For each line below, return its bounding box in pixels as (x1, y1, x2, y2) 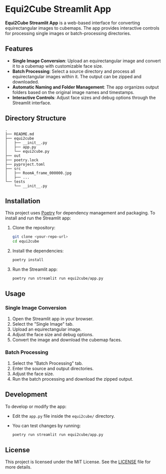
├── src (5, 166, 21, 171)
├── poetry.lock (5, 157, 39, 163)
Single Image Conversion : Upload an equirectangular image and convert (12, 58, 161, 64)
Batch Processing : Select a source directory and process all (12, 68, 135, 74)
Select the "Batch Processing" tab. (12, 360, 83, 366)
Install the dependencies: (12, 248, 64, 254)
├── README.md (5, 131, 35, 136)
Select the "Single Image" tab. (12, 321, 74, 327)
